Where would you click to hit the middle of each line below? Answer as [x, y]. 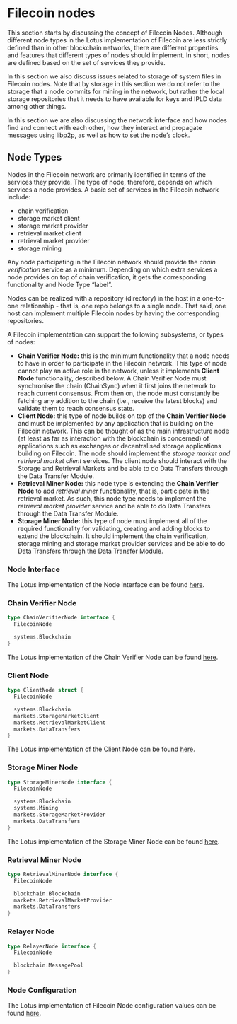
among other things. [37, 106]
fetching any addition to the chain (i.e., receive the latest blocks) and [117, 400]
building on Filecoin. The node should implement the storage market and [124, 453]
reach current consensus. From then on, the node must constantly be [118, 393]
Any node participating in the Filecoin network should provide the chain [111, 262]
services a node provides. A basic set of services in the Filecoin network [113, 190]
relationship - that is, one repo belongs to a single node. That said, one [123, 306]
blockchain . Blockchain [47, 894]
